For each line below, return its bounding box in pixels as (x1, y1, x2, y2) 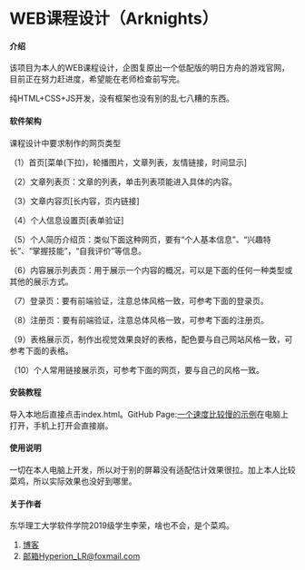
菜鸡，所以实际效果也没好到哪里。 (9, 476, 137, 486)
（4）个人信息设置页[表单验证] (9, 214, 124, 225)
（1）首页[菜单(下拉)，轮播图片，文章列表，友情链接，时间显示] (9, 156, 248, 168)
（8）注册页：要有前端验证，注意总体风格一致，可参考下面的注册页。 (9, 314, 270, 325)
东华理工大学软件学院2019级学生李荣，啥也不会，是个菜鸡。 (9, 520, 234, 531)
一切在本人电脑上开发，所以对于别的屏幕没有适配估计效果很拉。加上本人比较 (9, 465, 296, 475)
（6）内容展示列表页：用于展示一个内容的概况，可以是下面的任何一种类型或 (9, 264, 293, 275)
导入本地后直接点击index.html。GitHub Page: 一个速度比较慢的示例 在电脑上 (9, 408, 289, 419)
